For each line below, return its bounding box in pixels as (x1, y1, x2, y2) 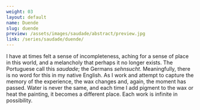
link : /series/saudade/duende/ (6, 36, 84, 42)
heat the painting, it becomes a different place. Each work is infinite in (6, 90, 178, 98)
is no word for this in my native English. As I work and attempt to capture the (6, 72, 194, 78)
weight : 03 (6, 8, 33, 15)
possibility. (6, 97, 33, 104)
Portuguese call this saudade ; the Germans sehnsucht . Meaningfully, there (6, 65, 191, 72)
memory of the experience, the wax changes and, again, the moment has (6, 78, 186, 85)
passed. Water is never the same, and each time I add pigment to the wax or (6, 84, 194, 91)
